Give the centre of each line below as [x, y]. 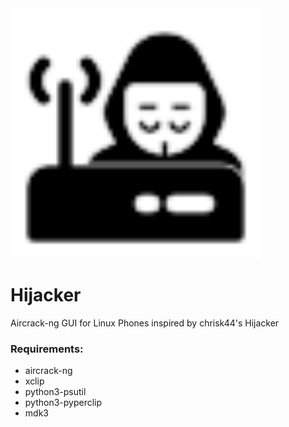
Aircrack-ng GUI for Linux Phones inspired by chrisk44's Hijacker [145, 323]
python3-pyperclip [63, 403]
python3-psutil [55, 392]
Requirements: [47, 349]
